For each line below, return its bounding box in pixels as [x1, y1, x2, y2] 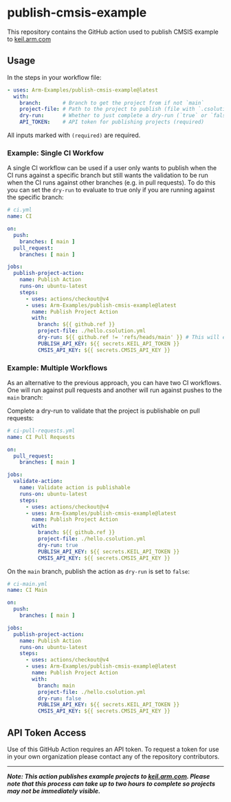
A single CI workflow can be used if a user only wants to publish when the [7, 164, 217, 172]
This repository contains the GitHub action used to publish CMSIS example [7, 28, 219, 36]
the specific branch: [7, 193, 64, 201]
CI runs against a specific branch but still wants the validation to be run [7, 171, 208, 180]
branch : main [37, 682, 76, 689]
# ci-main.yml [7, 580, 48, 587]
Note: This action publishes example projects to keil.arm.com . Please [7, 772, 210, 781]
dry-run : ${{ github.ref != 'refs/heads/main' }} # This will [37, 334, 220, 341]
